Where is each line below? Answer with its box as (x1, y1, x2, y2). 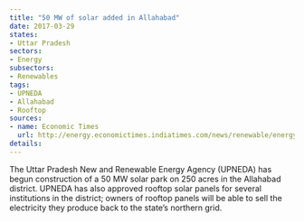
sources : (9, 114, 43, 123)
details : (9, 139, 43, 148)
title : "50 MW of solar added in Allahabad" (9, 13, 180, 23)
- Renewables (9, 72, 59, 81)
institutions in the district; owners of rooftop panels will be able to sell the (9, 192, 282, 203)
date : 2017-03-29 (9, 22, 75, 31)
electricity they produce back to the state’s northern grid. (9, 202, 223, 213)
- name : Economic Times (9, 123, 100, 132)
